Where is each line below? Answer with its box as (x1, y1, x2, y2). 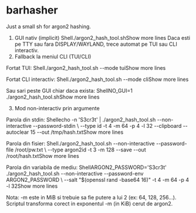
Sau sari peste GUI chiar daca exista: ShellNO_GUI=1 (6, 87, 133, 94)
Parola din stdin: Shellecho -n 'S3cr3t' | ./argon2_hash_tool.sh (6, 116, 156, 123)
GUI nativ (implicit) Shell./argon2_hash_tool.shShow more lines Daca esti (14, 34, 191, 41)
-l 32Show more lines (6, 182, 58, 190)
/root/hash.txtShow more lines (6, 152, 79, 159)
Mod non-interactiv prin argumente (14, 104, 100, 111)
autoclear (6, 129, 29, 136)
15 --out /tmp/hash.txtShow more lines (30, 129, 124, 136)
